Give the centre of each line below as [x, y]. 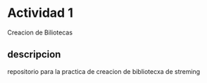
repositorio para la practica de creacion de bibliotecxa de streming [104, 71]
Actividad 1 [40, 13]
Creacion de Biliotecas [40, 32]
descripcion [34, 55]
